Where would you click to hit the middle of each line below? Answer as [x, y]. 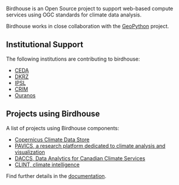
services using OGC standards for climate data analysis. [74, 15]
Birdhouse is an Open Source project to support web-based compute [90, 9]
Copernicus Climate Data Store [52, 139]
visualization [30, 152]
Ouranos [25, 95]
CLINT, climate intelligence [47, 164]
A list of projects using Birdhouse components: [63, 128]
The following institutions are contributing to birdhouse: [73, 59]
